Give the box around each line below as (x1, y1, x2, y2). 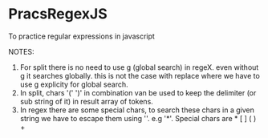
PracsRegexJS (8, 5, 108, 23)
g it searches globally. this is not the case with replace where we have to (19, 71, 261, 80)
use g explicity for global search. (19, 79, 128, 89)
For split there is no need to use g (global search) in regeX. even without (19, 62, 259, 72)
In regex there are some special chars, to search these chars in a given (19, 105, 254, 115)
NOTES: (8, 47, 35, 56)
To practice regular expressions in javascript (8, 31, 155, 41)
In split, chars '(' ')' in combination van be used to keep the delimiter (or (19, 87, 257, 97)
